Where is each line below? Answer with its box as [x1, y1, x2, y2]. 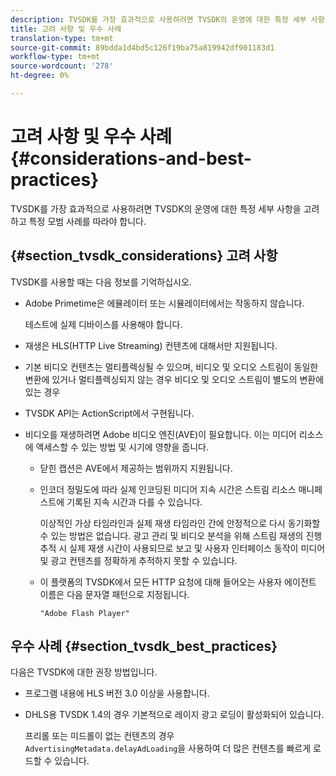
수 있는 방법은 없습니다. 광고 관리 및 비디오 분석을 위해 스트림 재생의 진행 [39, 529, 323, 541]
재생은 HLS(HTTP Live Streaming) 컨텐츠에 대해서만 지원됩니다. [24, 339, 278, 351]
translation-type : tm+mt [10, 33, 114, 43]
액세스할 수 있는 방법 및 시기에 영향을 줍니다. [35, 441, 209, 453]
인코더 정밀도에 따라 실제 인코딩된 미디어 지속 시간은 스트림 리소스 [39, 483, 297, 495]
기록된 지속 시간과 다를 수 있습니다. [66, 496, 203, 508]
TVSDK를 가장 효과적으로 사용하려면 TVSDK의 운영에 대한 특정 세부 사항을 [10, 202, 302, 215]
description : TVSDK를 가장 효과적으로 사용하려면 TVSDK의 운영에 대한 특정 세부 [10, 14, 307, 25]
